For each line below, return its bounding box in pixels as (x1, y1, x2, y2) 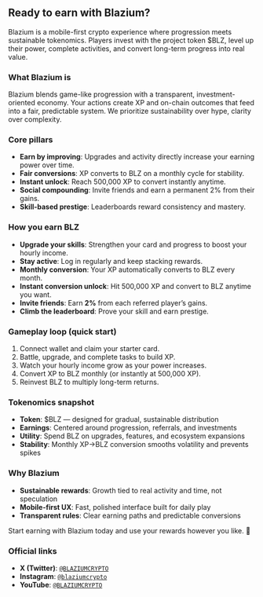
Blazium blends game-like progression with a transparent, (8, 90, 195, 99)
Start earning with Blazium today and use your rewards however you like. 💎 (8, 526, 251, 535)
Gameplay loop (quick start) (8, 326, 117, 337)
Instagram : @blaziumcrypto (19, 571, 108, 581)
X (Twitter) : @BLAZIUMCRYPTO (19, 563, 109, 573)
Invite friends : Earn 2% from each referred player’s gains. (19, 298, 208, 307)
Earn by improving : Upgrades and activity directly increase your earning (19, 152, 255, 162)
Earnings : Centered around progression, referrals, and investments (19, 423, 237, 433)
